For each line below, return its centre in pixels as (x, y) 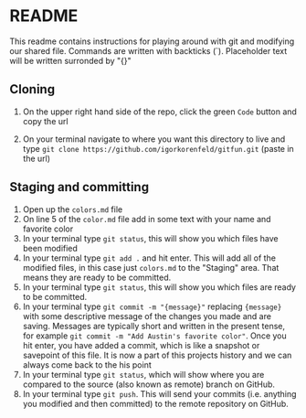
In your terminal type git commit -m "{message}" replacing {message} (152, 306)
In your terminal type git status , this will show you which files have (150, 238)
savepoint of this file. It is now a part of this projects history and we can (157, 355)
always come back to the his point (87, 364)
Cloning (32, 89)
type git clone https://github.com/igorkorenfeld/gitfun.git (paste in (158, 148)
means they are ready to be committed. (97, 277)
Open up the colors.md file (73, 209)
